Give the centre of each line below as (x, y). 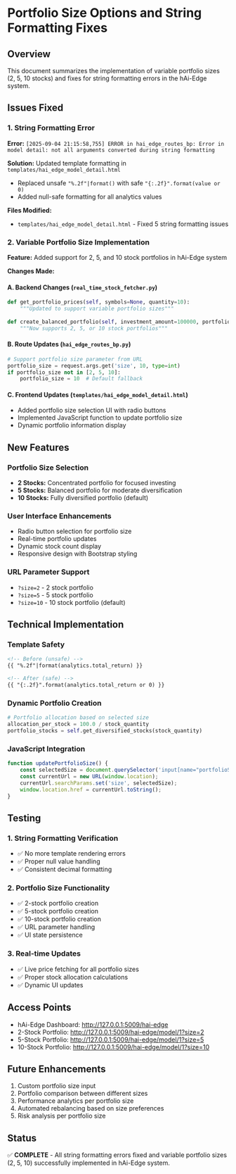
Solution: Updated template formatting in (67, 163)
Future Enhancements (57, 1069)
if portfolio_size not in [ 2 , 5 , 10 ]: (64, 372)
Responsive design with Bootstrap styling (77, 554)
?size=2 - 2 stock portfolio (55, 587)
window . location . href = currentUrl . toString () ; (91, 789)
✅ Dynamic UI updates (50, 985)
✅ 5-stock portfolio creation (58, 911)
